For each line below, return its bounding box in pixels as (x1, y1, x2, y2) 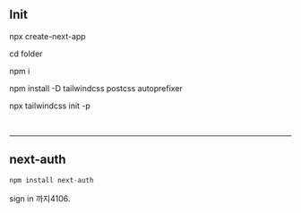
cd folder (9, 48, 43, 59)
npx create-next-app (9, 30, 87, 41)
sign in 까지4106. (9, 192, 71, 204)
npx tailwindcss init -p (9, 100, 91, 111)
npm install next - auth (9, 175, 94, 184)
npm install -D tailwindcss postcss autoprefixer (9, 82, 184, 93)
